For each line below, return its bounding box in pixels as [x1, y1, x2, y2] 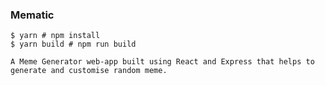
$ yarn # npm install [10, 31, 101, 41]
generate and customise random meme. [10, 66, 168, 76]
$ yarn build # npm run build [10, 39, 137, 50]
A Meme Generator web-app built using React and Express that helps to [10, 57, 315, 67]
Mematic [10, 8, 55, 22]
